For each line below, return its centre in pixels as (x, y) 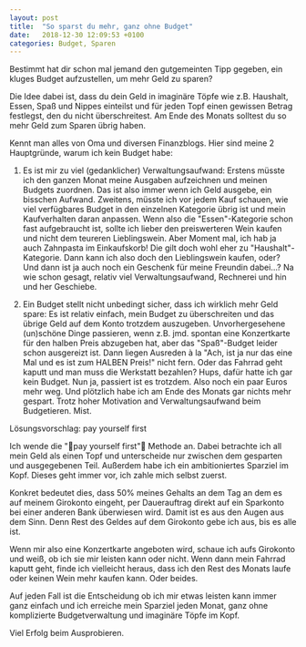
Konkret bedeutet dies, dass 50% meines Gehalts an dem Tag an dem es (146, 493)
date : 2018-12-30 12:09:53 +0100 (77, 35)
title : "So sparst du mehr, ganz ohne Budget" (102, 26)
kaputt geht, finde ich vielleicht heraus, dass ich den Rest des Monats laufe (150, 569)
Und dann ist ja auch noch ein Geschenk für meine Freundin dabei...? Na (158, 267)
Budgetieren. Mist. (57, 411)
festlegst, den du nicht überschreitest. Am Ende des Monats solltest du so (148, 116)
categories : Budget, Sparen (63, 43)
